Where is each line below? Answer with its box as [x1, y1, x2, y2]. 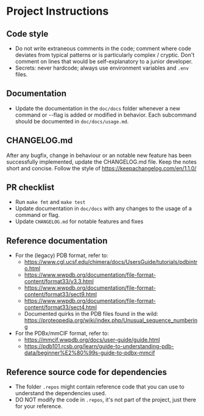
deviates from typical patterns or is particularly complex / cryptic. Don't [15, 51, 195, 59]
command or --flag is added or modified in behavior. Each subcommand [15, 111, 197, 119]
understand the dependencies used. [15, 390, 107, 397]
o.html [24, 265, 41, 272]
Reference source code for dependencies [6, 367, 167, 377]
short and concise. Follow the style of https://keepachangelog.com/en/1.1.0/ [6, 164, 197, 172]
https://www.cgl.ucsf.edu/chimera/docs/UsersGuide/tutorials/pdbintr [24, 258, 198, 266]
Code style [6, 29, 49, 39]
